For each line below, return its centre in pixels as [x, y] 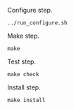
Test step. [22, 61]
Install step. [24, 87]
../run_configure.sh [38, 23]
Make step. [24, 36]
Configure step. [30, 10]
